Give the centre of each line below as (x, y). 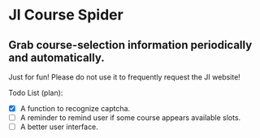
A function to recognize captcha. (75, 108)
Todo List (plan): (36, 93)
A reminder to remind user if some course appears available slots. (130, 118)
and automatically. (57, 57)
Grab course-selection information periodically (130, 45)
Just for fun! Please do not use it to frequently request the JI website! (125, 77)
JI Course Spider (66, 15)
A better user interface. (59, 127)
